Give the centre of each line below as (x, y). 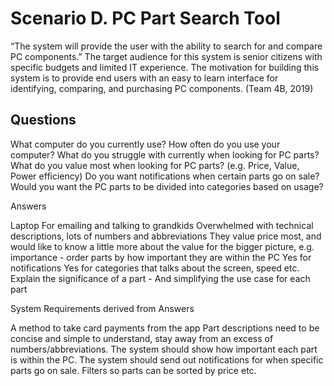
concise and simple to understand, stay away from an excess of (142, 338)
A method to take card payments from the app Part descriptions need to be (165, 328)
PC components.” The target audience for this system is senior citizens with (166, 56)
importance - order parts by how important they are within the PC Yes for (161, 257)
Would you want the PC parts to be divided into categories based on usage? (167, 186)
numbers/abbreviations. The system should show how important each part (164, 349)
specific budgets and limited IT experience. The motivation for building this (165, 67)
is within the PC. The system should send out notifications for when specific (167, 359)
